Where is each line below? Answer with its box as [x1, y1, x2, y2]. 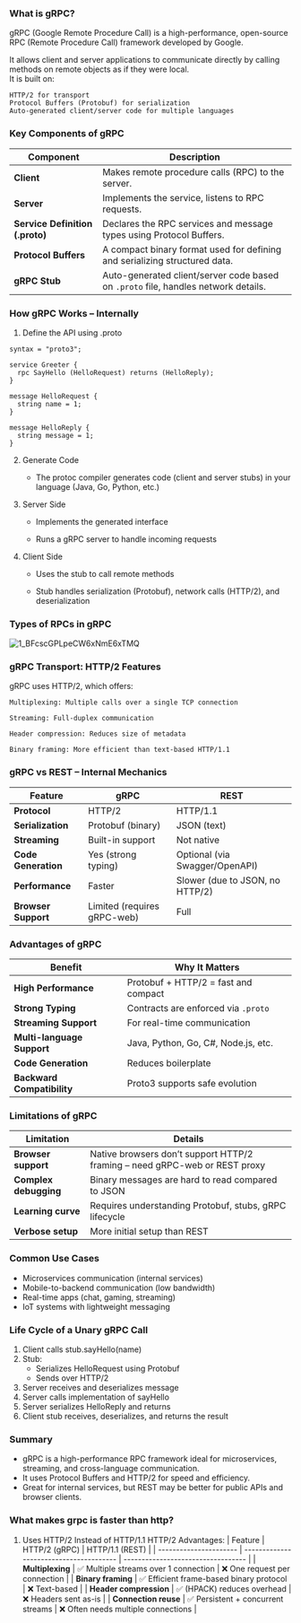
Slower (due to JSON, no [176, 874, 280, 886]
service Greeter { [9, 360, 78, 370]
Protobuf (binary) [88, 819, 161, 832]
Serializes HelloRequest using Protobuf [35, 1363, 180, 1374]
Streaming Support [13, 1017, 97, 1029]
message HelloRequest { [9, 391, 99, 401]
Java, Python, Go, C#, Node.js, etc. [126, 1037, 273, 1050]
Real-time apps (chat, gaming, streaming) [21, 1291, 176, 1303]
